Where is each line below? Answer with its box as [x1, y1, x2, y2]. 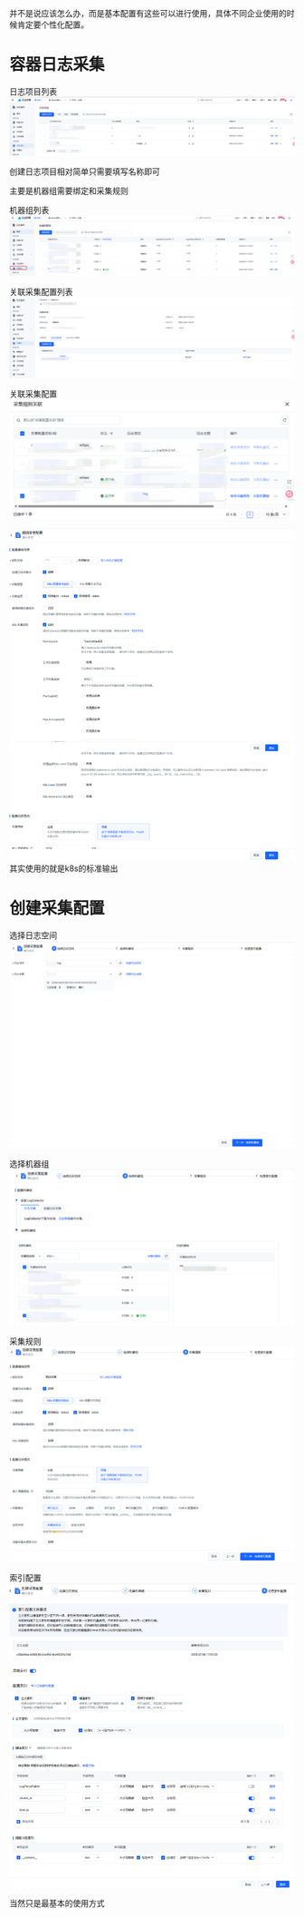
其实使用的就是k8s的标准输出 [9, 863, 119, 874]
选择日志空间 [9, 930, 57, 941]
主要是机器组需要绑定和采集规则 [9, 185, 128, 197]
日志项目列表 [9, 85, 57, 97]
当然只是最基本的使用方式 [9, 1897, 105, 1908]
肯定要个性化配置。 [16, 19, 89, 30]
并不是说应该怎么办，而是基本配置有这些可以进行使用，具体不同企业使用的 [9, 8, 287, 18]
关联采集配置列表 [9, 286, 73, 297]
